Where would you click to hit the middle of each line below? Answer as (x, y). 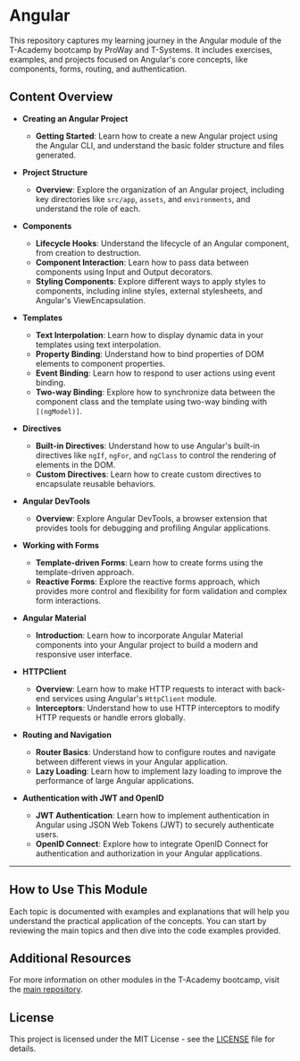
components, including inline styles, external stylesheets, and (149, 291)
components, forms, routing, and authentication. (98, 69)
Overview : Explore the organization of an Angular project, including (160, 190)
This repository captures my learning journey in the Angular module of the (146, 40)
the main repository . (46, 989)
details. (23, 1048)
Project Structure (55, 172)
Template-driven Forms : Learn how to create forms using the (149, 562)
